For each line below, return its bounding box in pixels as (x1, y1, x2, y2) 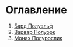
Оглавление (5, 3, 68, 17)
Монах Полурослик (13, 34, 62, 41)
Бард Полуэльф (13, 22, 53, 29)
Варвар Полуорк (13, 28, 56, 35)
